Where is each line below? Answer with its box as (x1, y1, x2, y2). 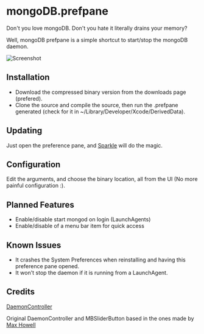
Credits (6, 286, 35, 297)
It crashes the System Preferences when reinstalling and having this (15, 256, 186, 263)
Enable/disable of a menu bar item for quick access (15, 222, 145, 230)
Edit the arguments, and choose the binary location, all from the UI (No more (6, 176, 198, 183)
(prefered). (15, 94, 43, 102)
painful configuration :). (6, 182, 65, 190)
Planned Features (6, 199, 75, 210)
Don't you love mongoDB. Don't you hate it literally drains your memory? (6, 24, 188, 32)
